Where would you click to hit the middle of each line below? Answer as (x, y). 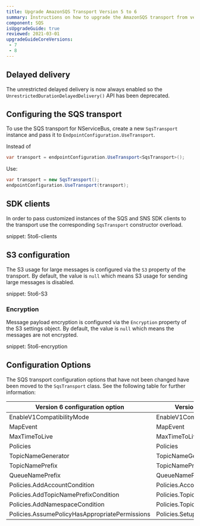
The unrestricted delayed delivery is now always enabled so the (84, 89)
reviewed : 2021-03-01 (33, 34)
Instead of (19, 146)
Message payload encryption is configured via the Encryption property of (96, 322)
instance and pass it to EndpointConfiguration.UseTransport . (81, 135)
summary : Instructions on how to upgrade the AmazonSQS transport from (97, 17)
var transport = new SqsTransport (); (53, 180)
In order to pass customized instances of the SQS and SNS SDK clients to (96, 218)
